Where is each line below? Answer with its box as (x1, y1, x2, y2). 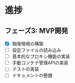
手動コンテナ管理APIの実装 (12, 60, 69, 66)
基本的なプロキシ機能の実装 (12, 54, 70, 60)
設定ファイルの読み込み (12, 47, 61, 53)
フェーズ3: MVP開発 (5, 26, 68, 35)
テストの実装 (12, 66, 39, 72)
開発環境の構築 (12, 41, 44, 47)
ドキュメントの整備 (12, 72, 53, 78)
